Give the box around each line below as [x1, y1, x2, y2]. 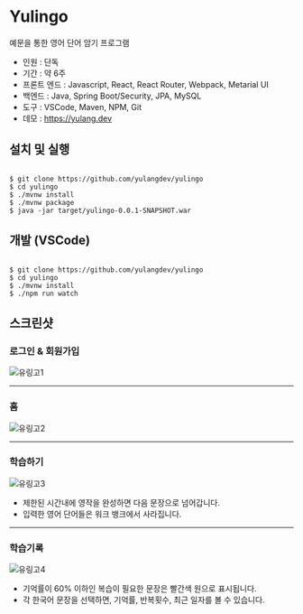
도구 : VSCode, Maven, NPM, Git [22, 101, 142, 112]
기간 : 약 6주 [22, 68, 66, 79]
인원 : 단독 [22, 56, 60, 67]
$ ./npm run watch [9, 289, 78, 298]
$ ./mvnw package [9, 198, 75, 207]
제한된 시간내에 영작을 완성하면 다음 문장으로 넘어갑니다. [22, 497, 221, 507]
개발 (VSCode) [9, 233, 91, 248]
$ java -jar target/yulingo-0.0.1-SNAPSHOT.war [9, 206, 192, 215]
